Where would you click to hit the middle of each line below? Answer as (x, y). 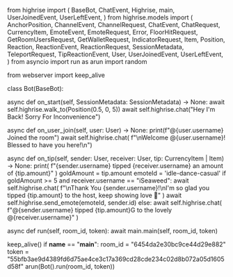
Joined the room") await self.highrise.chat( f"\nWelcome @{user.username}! (116, 137)
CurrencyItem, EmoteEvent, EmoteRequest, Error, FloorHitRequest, (103, 32)
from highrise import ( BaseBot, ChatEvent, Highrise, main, (91, 10)
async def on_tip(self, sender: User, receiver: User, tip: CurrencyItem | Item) (116, 158)
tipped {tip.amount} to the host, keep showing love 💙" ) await (95, 195)
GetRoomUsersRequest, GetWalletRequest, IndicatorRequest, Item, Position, (116, 40)
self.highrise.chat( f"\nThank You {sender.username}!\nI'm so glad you (109, 188)
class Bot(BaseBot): (35, 89)
